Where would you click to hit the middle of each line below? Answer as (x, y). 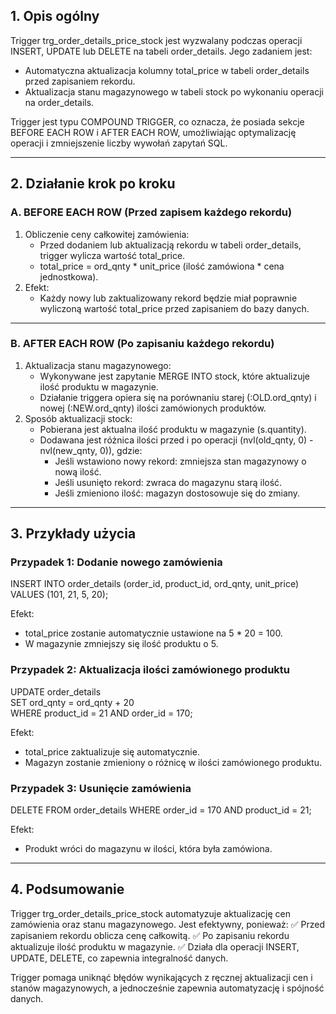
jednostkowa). (69, 276)
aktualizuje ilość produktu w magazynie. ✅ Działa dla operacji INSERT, (155, 946)
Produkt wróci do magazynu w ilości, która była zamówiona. (148, 849)
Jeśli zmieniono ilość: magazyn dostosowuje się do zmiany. (177, 493)
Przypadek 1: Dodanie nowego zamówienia (116, 562)
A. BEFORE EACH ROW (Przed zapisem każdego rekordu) (151, 212)
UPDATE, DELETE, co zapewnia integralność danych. (119, 958)
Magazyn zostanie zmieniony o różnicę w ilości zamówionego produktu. (173, 762)
